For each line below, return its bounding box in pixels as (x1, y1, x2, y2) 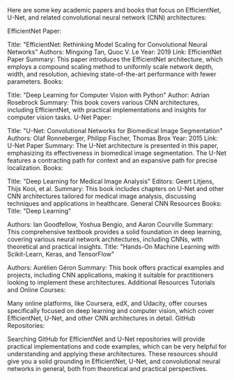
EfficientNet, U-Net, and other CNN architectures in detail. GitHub (7, 314, 196, 322)
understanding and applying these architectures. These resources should (7, 350, 218, 358)
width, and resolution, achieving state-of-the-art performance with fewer (7, 70, 217, 78)
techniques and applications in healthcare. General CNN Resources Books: (7, 199, 222, 208)
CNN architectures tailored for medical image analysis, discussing (7, 192, 196, 200)
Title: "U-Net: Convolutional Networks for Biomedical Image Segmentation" (7, 127, 223, 135)
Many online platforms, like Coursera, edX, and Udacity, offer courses (7, 299, 208, 307)
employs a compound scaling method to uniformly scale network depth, (7, 63, 214, 70)
